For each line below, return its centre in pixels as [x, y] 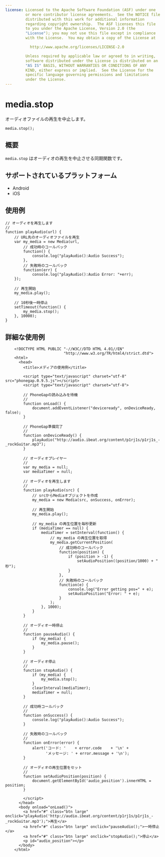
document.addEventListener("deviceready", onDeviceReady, [94, 408]
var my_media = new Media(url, [47, 242]
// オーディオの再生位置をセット [53, 768]
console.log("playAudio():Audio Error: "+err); [83, 275]
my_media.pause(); [60, 643]
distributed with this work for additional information [85, 19]
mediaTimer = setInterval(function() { [82, 533]
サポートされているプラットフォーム [61, 176]
